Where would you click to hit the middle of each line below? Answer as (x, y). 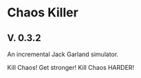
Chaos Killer (43, 13)
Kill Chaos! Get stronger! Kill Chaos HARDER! (71, 67)
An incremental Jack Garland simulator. (63, 54)
